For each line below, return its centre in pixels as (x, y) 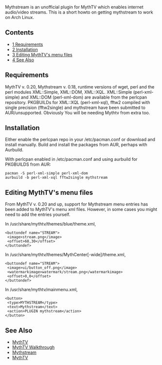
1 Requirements (27, 44)
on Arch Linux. (20, 17)
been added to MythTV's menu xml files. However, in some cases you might (81, 209)
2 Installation (25, 49)
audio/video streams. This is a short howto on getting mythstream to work (79, 12)
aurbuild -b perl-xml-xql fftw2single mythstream (56, 178)
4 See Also (23, 60)
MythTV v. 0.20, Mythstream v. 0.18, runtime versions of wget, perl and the (80, 87)
